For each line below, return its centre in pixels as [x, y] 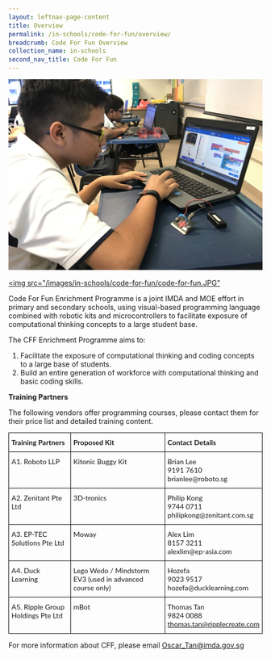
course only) [92, 588]
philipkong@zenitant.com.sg [211, 515]
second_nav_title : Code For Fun [63, 60]
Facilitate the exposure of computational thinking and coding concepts [137, 356]
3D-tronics [90, 498]
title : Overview [35, 25]
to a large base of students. [66, 364]
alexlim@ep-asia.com [200, 551]
